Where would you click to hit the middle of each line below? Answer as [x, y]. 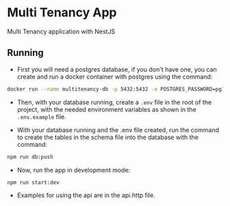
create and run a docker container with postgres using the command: [115, 76]
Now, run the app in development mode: [74, 170]
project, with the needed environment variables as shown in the [106, 109]
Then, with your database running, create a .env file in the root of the [114, 102]
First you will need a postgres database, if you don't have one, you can [117, 69]
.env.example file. [41, 117]
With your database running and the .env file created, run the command [118, 130]
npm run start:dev [33, 182]
